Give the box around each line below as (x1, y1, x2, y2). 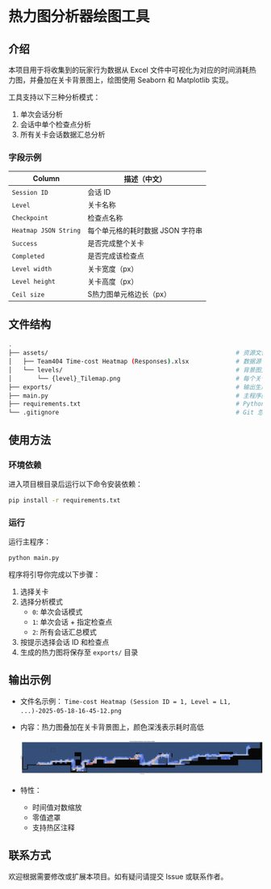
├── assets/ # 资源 (8, 349, 256, 357)
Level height (11, 278, 56, 286)
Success (11, 239, 38, 247)
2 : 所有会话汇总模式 (31, 627, 97, 637)
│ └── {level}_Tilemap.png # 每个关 (8, 374, 262, 382)
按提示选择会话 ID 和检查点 (19, 637, 110, 647)
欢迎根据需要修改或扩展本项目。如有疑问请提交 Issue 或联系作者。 (8, 871, 228, 881)
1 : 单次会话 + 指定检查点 (31, 617, 113, 626)
